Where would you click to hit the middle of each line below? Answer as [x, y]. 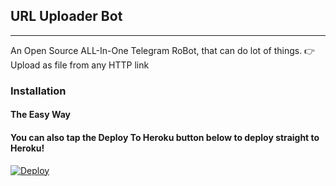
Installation [38, 91]
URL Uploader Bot [66, 16]
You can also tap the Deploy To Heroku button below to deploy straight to [165, 137]
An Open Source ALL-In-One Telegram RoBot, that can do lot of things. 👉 [163, 50]
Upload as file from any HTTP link [80, 65]
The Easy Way [40, 115]
